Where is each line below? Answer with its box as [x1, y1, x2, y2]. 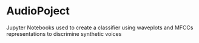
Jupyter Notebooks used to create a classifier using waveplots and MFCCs [6, 24, 194, 31]
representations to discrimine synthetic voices [6, 30, 122, 37]
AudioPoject [6, 4, 70, 18]
